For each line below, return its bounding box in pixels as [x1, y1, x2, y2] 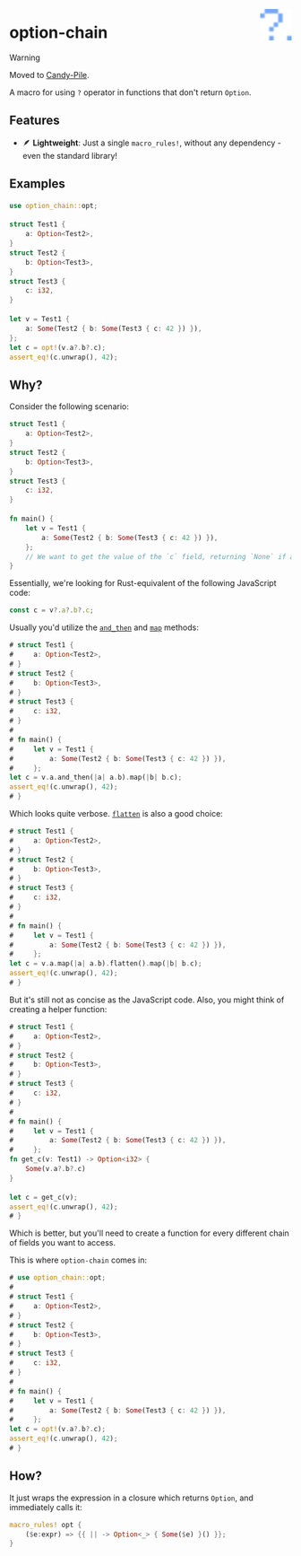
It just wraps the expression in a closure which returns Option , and [9, 1492, 254, 1503]
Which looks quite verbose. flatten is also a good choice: [9, 809, 224, 818]
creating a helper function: [9, 1003, 107, 1014]
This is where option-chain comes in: [9, 1254, 148, 1265]
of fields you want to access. [9, 1237, 116, 1248]
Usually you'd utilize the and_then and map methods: [9, 622, 199, 633]
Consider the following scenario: [9, 401, 130, 412]
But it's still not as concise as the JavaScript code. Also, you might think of [9, 994, 285, 1005]
